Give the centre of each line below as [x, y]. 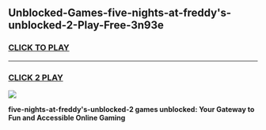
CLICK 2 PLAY [36, 77]
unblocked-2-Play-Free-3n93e [86, 26]
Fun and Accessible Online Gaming [67, 117]
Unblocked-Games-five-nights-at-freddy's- [120, 13]
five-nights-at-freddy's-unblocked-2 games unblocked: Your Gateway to [131, 109]
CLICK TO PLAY [39, 48]
